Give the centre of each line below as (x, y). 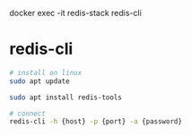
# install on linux (46, 72)
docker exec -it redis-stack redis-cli (75, 13)
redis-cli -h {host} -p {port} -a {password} (95, 122)
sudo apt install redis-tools (66, 97)
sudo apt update (39, 81)
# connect (28, 114)
